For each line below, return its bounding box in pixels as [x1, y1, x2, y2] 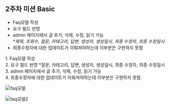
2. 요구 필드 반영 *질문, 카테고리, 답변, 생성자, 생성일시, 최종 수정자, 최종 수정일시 [5, 61, 165, 67]
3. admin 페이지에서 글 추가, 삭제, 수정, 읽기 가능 [5, 68, 101, 74]
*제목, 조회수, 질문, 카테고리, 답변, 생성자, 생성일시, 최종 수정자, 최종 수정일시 [12, 38, 165, 44]
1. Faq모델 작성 [5, 55, 36, 61]
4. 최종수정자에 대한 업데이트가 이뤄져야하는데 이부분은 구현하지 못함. [5, 74, 142, 80]
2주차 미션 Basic [5, 5, 55, 14]
